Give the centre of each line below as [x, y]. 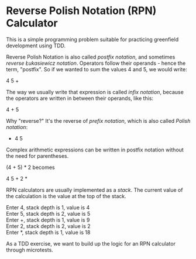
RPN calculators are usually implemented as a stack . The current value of [94, 190]
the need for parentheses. [37, 156]
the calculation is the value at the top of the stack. [66, 196]
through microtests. [30, 250]
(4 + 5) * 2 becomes [31, 167]
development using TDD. [36, 46]
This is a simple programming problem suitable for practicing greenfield [92, 39]
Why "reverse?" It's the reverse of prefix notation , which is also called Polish [98, 120]
